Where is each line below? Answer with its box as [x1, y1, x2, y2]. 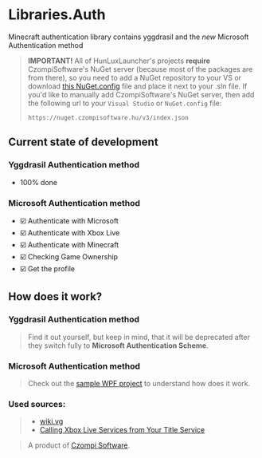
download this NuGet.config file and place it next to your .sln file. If [27, 81, 248, 91]
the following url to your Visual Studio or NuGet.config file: [27, 98, 222, 108]
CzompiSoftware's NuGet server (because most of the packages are [27, 64, 253, 73]
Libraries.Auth [8, 6, 106, 24]
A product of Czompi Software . [27, 440, 131, 450]
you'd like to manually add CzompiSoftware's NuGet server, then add [27, 89, 255, 99]
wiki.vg [39, 417, 64, 426]
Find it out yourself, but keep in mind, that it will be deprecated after [27, 332, 251, 342]
